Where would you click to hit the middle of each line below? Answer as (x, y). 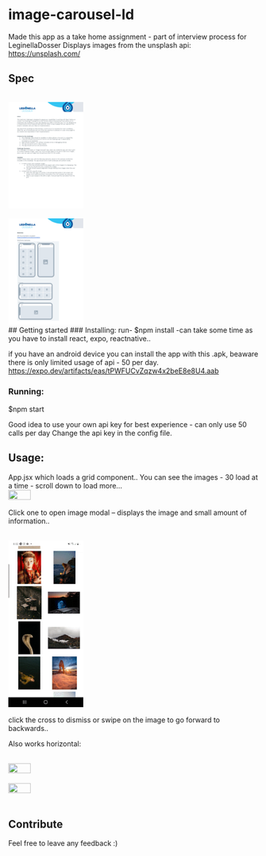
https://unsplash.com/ (44, 53)
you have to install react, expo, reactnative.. (79, 339)
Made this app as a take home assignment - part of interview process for (127, 37)
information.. (29, 521)
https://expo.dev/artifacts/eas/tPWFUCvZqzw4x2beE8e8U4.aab (114, 371)
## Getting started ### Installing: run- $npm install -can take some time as (131, 330)
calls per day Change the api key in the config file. (90, 433)
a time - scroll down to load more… (66, 485)
